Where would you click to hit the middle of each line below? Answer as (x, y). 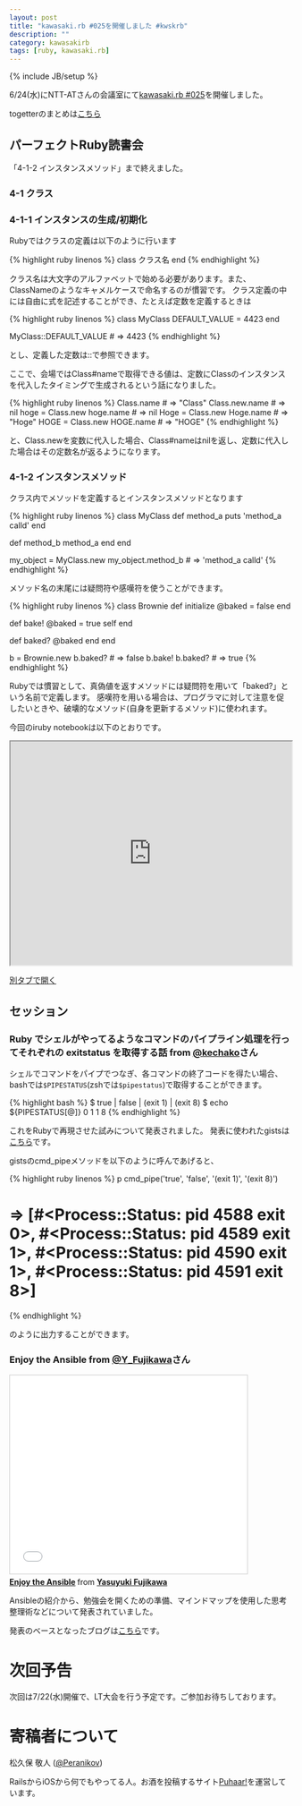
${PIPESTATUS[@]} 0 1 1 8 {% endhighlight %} (95, 1112)
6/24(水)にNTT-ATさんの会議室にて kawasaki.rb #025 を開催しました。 (138, 95)
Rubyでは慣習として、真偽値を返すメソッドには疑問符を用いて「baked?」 (145, 686)
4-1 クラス (31, 193)
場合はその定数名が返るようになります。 (91, 452)
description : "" (39, 34)
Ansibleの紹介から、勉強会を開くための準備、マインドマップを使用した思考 (148, 1601)
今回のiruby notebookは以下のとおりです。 (88, 728)
